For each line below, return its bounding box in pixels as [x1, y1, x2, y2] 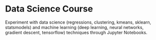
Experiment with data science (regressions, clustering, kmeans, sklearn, [5, 19, 152, 25]
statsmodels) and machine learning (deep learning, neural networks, [5, 24, 144, 30]
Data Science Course [5, 3, 94, 14]
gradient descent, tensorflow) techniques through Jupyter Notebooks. [5, 29, 148, 35]
